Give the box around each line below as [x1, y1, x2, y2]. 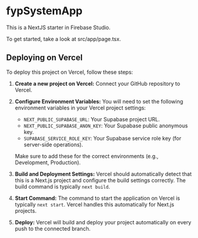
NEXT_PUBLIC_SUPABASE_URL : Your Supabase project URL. [23, 115, 161, 123]
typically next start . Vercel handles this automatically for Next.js [14, 201, 174, 208]
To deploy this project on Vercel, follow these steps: [6, 68, 133, 76]
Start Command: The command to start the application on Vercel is [14, 195, 180, 202]
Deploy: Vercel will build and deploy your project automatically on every [14, 218, 191, 226]
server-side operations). [23, 141, 83, 148]
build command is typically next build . [14, 183, 111, 190]
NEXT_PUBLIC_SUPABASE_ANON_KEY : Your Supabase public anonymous [23, 122, 188, 129]
